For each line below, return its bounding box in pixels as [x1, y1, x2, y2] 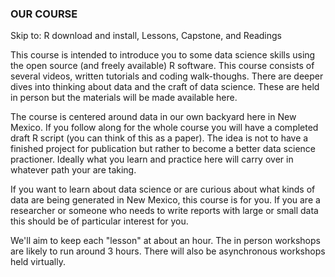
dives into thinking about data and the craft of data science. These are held [10, 81, 320, 93]
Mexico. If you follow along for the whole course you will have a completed [10, 122, 319, 134]
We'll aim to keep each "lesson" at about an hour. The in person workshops [10, 235, 321, 247]
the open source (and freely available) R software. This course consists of [10, 60, 315, 72]
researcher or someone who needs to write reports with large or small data [10, 205, 319, 217]
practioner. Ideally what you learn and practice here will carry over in [10, 153, 294, 166]
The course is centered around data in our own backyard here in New [10, 111, 297, 123]
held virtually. [10, 256, 66, 268]
